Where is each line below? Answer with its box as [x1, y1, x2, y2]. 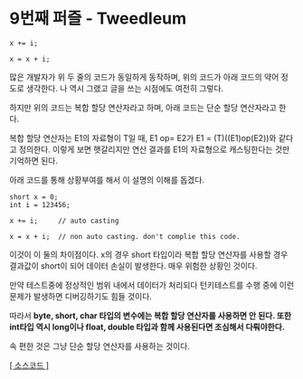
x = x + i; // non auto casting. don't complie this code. [9, 232, 241, 241]
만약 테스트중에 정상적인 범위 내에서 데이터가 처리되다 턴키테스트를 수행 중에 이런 [9, 280, 295, 290]
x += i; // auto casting [9, 216, 119, 225]
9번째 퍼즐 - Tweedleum [9, 8, 187, 29]
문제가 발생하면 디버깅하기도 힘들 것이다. [9, 290, 152, 301]
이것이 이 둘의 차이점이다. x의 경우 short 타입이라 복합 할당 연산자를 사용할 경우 [9, 249, 289, 260]
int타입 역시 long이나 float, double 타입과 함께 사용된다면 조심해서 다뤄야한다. [9, 321, 285, 332]
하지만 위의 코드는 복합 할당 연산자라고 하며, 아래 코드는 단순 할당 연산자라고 [9, 101, 278, 113]
